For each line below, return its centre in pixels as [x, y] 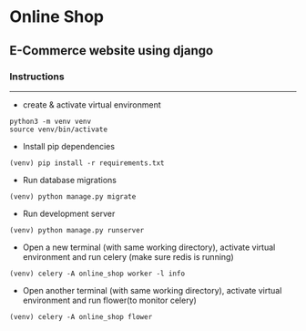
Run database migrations [69, 180]
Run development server [69, 213]
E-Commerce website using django [112, 51]
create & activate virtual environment [92, 104]
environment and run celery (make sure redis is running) [128, 256]
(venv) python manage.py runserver [77, 230]
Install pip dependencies [69, 146]
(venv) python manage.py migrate [73, 197]
